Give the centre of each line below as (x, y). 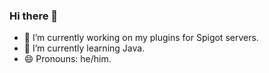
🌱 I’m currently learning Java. (84, 48)
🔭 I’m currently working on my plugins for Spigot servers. (141, 38)
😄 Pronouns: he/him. (67, 59)
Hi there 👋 (34, 16)
